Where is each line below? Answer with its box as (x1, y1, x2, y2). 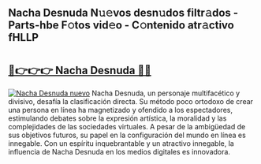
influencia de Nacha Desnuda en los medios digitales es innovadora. (8, 147, 231, 156)
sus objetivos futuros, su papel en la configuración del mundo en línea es (8, 130, 246, 140)
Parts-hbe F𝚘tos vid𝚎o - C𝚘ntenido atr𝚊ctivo (8, 19, 234, 32)
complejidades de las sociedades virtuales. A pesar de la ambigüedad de (8, 122, 246, 131)
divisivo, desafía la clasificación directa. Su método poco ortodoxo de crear (8, 97, 254, 106)
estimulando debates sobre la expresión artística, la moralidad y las (8, 114, 227, 123)
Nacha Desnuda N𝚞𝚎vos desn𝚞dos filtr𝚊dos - (8, 6, 239, 20)
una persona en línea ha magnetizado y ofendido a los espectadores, (8, 106, 233, 114)
